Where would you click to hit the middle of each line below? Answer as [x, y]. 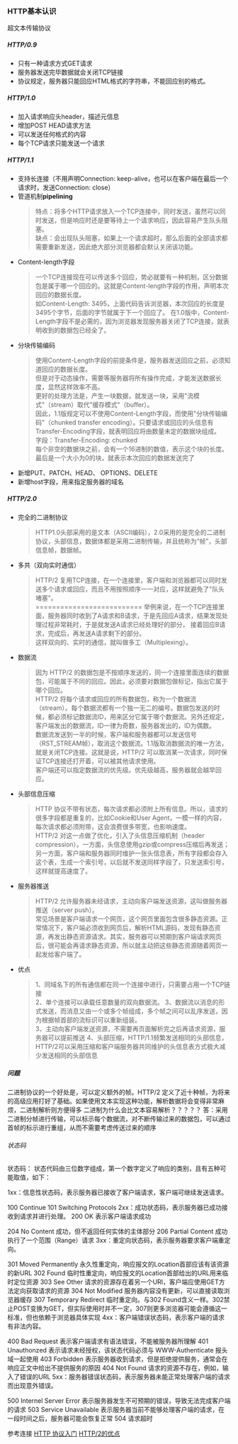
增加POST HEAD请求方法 [54, 126]
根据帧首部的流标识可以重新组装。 [91, 1020]
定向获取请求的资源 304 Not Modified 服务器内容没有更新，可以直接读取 [119, 1291]
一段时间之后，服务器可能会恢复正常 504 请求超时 [80, 1418]
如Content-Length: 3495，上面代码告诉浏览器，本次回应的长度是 [130, 304]
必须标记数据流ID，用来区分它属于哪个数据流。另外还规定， [141, 717]
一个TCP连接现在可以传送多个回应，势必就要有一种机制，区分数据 [131, 277]
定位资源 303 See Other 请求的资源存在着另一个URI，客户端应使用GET [116, 1282]
